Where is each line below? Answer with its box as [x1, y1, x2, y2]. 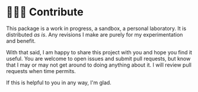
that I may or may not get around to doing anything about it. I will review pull [6, 61, 191, 68]
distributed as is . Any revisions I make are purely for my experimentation [6, 31, 183, 38]
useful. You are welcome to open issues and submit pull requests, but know [6, 55, 191, 62]
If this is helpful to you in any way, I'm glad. [6, 79, 111, 86]
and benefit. [6, 37, 36, 44]
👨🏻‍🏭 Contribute [6, 5, 84, 19]
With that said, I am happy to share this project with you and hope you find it [6, 48, 193, 55]
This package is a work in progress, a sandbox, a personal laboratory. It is [6, 25, 187, 32]
